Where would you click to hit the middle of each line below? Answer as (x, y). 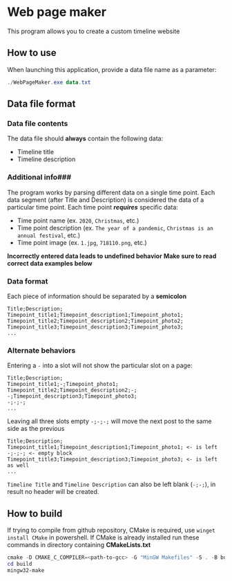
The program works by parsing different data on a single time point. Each (111, 192)
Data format (28, 281)
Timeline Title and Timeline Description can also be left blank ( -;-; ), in (112, 484)
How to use (32, 53)
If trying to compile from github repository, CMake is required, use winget (111, 531)
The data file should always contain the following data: (85, 138)
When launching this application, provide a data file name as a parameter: (112, 69)
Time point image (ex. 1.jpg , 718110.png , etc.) (82, 242)
